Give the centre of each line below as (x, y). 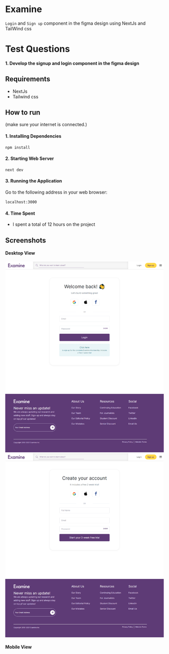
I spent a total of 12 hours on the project (54, 224)
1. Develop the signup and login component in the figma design (72, 63)
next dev (14, 170)
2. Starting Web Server (30, 159)
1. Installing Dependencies (33, 136)
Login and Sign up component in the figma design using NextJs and (75, 23)
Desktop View (20, 253)
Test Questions (38, 49)
